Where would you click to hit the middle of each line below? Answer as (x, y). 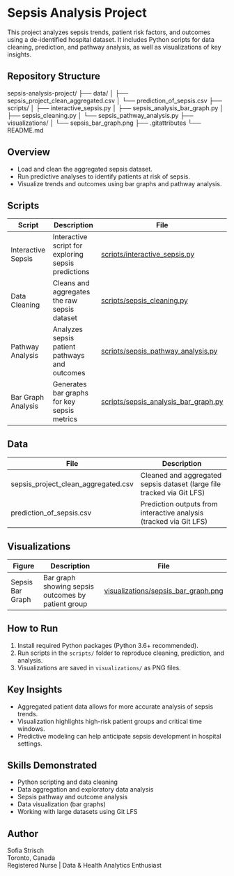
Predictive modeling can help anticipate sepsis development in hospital (119, 736)
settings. (30, 743)
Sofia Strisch (25, 851)
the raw (65, 301)
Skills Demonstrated (52, 765)
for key (64, 402)
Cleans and (71, 283)
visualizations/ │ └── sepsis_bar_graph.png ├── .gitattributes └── (104, 123)
